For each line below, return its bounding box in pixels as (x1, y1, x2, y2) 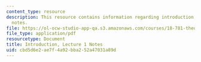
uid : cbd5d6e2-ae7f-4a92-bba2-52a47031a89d (6, 47, 117, 53)
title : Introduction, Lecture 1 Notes (6, 42, 103, 48)
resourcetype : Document (6, 36, 66, 42)
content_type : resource (6, 8, 66, 15)
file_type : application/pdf (6, 31, 77, 37)
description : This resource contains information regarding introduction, (6, 14, 197, 20)
